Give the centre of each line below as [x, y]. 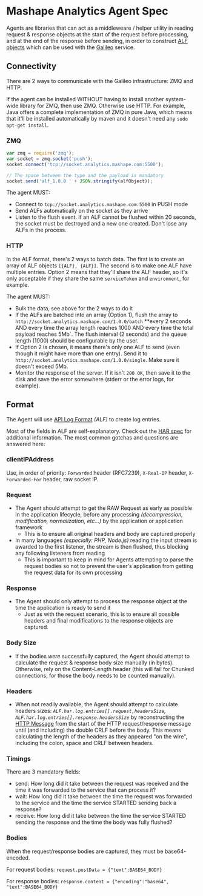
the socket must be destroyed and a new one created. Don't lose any [101, 224]
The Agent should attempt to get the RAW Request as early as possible [104, 508]
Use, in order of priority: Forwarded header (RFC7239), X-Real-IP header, [97, 473]
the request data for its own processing [73, 573]
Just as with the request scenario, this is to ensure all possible [102, 614]
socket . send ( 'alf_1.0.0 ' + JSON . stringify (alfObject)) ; [80, 181]
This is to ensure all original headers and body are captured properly [110, 534]
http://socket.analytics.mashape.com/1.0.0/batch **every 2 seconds [103, 321]
